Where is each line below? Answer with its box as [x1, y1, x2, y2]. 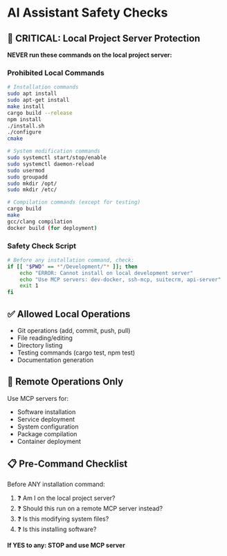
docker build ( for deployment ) [7, 224, 98, 231]
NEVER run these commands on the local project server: [7, 51, 172, 59]
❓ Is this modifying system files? [17, 514, 109, 523]
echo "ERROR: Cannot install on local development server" [19, 269, 194, 276]
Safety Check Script [7, 241, 77, 251]
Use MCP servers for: [7, 394, 69, 402]
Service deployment [17, 415, 75, 423]
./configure [7, 129, 42, 136]
